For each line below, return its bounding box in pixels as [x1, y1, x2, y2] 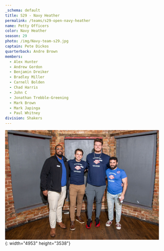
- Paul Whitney [9, 111, 41, 116]
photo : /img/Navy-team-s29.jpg [5, 39, 69, 44]
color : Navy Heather [5, 28, 47, 34]
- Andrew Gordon [9, 64, 42, 69]
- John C [9, 90, 27, 95]
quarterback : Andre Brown [5, 49, 58, 54]
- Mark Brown [9, 100, 36, 105]
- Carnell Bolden [9, 80, 45, 85]
